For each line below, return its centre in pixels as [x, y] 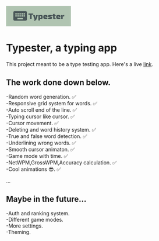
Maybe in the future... [46, 199]
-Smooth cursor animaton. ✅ [40, 149]
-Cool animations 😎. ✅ [33, 169]
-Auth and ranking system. [38, 213]
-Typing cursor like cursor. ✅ [40, 116]
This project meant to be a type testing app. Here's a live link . [79, 64]
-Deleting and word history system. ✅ [51, 129]
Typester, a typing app [62, 48]
